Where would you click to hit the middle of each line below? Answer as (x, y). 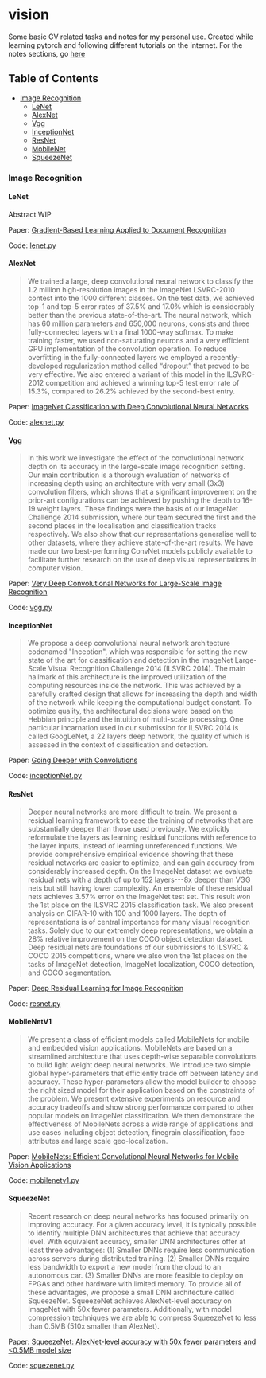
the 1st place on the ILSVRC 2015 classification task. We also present (141, 905)
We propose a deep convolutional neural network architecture (129, 644)
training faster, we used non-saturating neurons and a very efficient (138, 341)
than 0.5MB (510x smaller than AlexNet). (94, 1326)
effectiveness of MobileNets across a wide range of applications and (140, 1124)
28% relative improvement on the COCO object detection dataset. (135, 938)
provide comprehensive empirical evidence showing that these (131, 854)
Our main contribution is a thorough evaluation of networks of (129, 475)
